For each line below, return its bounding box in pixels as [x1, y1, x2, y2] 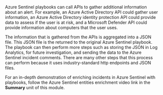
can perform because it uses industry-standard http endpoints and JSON [5, 60, 151, 65]
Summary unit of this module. [5, 85, 65, 90]
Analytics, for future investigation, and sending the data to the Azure [5, 49, 142, 55]
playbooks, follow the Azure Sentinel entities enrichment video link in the [5, 79, 150, 85]
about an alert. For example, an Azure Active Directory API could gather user [5, 9, 158, 15]
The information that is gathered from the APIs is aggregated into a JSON [5, 34, 152, 40]
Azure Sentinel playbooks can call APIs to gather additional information [5, 4, 147, 10]
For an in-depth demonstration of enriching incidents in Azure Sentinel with [5, 75, 156, 80]
